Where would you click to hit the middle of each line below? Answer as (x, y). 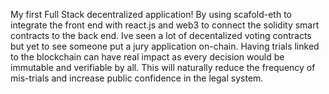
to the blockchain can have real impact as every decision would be (147, 57)
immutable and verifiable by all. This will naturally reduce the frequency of (163, 67)
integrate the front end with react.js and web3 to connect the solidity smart (165, 25)
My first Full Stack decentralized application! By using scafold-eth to (151, 14)
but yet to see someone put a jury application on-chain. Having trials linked (165, 46)
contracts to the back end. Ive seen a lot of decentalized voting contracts (161, 35)
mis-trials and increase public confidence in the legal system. (137, 78)
